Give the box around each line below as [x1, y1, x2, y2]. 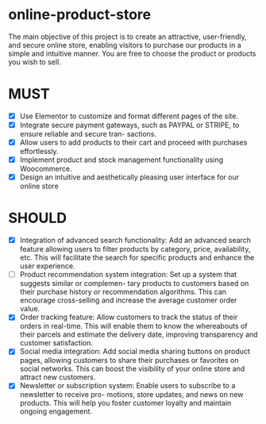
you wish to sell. [8, 57, 61, 67]
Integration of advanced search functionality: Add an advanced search [19, 236, 252, 245]
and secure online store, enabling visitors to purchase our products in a [8, 40, 241, 49]
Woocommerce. [19, 164, 72, 174]
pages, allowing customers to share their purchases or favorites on [19, 356, 240, 365]
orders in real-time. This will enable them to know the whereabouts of [19, 322, 248, 331]
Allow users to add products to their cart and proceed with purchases [19, 137, 248, 147]
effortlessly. [19, 147, 59, 156]
